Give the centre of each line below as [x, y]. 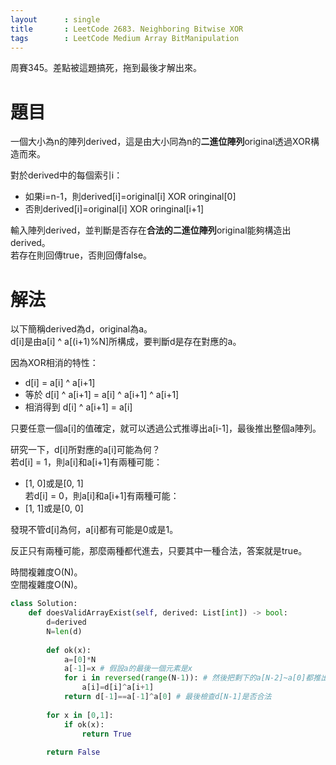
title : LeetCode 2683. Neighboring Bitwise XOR [127, 29]
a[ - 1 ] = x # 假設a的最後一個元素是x [128, 669]
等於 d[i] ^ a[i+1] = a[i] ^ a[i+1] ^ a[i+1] [102, 395]
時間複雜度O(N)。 [46, 572]
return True [106, 734]
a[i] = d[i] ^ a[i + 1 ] [118, 687]
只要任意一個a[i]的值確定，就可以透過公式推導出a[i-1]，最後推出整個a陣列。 [166, 428]
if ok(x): [84, 724]
